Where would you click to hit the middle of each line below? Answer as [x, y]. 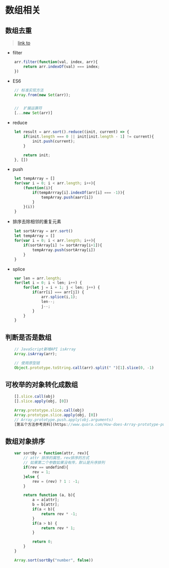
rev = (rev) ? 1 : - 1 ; [56, 481]
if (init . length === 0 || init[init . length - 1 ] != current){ [89, 137]
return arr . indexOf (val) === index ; [62, 67]
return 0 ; [42, 542]
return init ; [37, 155]
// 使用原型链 [27, 363]
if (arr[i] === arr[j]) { [58, 292]
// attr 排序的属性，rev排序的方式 [56, 458]
